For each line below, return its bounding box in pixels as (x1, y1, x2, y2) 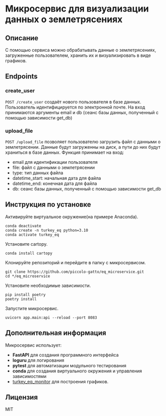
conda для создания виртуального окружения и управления (12, 368, 142, 374)
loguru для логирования (12, 357, 64, 363)
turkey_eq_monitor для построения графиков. (12, 378, 108, 384)
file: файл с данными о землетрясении (12, 164, 95, 170)
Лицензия (5, 393, 38, 401)
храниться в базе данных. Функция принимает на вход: (5, 149, 124, 155)
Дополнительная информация (5, 329, 106, 337)
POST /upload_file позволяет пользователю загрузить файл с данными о (5, 139, 161, 145)
